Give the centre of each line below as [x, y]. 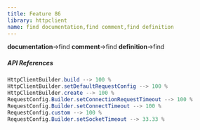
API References [31, 63]
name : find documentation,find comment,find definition [91, 27]
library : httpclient [38, 20]
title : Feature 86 [34, 14]
